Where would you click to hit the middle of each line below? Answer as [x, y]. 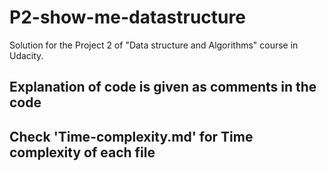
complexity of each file [82, 152]
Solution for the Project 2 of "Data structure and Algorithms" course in [154, 45]
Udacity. [26, 55]
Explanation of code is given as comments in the [163, 87]
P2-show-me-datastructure [127, 17]
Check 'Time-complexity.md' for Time [131, 136]
